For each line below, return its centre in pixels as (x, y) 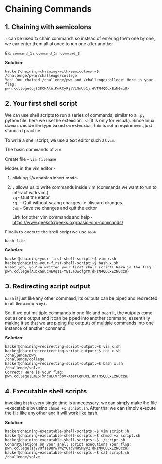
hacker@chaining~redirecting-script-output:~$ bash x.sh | (66, 363)
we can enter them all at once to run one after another (59, 44)
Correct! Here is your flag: (35, 372)
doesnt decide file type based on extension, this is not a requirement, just (79, 125)
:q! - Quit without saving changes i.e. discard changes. (68, 202)
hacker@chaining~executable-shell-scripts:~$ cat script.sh (67, 453)
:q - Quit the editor (31, 197)
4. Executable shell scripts (46, 391)
